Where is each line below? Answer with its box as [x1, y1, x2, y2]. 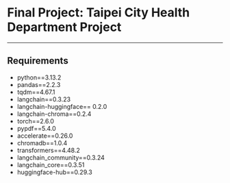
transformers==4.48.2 [16, 146, 81, 154]
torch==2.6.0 [16, 117, 55, 125]
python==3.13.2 [16, 73, 62, 82]
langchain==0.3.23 [16, 95, 71, 103]
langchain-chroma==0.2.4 [16, 110, 92, 118]
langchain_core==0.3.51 [16, 160, 85, 169]
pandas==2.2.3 [16, 80, 61, 88]
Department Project [7, 19, 122, 35]
